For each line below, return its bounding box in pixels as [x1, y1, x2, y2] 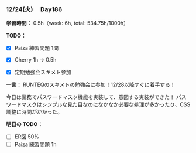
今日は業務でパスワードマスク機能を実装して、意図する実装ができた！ [6, 94, 175, 101]
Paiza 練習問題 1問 [14, 45, 59, 52]
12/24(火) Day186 [6, 5, 63, 13]
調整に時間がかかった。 [6, 108, 63, 115]
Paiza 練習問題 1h [14, 141, 57, 148]
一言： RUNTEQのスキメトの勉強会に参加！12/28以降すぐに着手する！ [6, 81, 176, 89]
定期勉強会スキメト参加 [14, 69, 71, 76]
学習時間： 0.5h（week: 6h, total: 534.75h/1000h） [6, 19, 129, 27]
